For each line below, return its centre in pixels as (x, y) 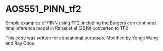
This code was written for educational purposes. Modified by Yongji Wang (82, 38)
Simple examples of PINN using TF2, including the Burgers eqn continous (81, 23)
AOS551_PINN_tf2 (43, 9)
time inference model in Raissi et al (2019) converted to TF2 (67, 28)
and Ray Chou (20, 43)
